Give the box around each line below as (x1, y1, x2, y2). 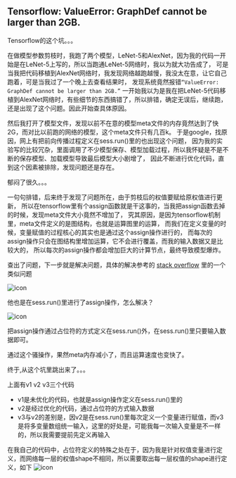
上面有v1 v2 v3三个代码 (7, 380, 75, 389)
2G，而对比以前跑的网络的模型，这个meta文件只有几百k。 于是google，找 (7, 127, 222, 136)
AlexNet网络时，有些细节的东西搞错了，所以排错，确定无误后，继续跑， (19, 95, 227, 103)
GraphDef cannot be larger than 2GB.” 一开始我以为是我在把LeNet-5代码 (7, 86, 220, 94)
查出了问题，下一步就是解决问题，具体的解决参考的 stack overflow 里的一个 (7, 260, 226, 269)
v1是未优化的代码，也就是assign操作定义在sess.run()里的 (17, 395, 183, 403)
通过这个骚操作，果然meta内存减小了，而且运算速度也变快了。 (7, 350, 188, 358)
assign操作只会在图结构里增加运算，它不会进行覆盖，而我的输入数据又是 (7, 237, 217, 245)
